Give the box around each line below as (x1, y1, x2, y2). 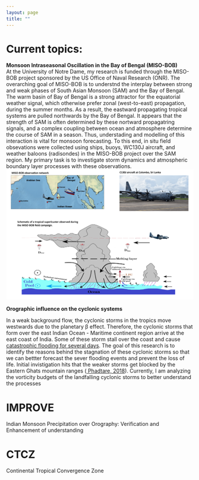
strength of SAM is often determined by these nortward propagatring (6, 119, 175, 126)
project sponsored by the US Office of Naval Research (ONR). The (18, 74, 180, 81)
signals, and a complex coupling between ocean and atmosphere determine (6, 125, 192, 132)
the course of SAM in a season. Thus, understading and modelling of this (6, 131, 185, 138)
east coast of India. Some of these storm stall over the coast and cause (6, 336, 181, 343)
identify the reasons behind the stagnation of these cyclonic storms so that (6, 348, 190, 356)
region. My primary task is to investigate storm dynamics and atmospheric (6, 156, 188, 163)
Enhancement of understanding (6, 427, 84, 434)
